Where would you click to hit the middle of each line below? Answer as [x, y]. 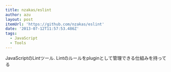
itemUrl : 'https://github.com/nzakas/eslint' [55, 24]
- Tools [18, 43]
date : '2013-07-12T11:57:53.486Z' [42, 29]
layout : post [19, 19]
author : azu [18, 15]
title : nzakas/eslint [28, 10]
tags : [11, 33]
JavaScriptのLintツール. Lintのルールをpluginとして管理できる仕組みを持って [86, 58]
